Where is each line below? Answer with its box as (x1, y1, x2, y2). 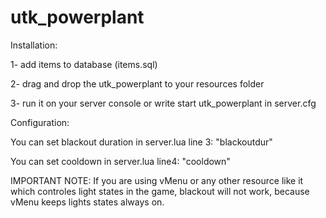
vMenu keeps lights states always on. (10, 196, 165, 208)
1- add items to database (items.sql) (10, 58, 158, 70)
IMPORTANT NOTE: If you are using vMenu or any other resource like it (10, 174, 304, 186)
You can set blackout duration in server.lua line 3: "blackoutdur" (10, 136, 273, 148)
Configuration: (10, 116, 70, 128)
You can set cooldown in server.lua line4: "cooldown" (10, 155, 231, 167)
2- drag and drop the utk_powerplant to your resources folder (10, 77, 265, 90)
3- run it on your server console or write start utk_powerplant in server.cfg (10, 97, 317, 109)
